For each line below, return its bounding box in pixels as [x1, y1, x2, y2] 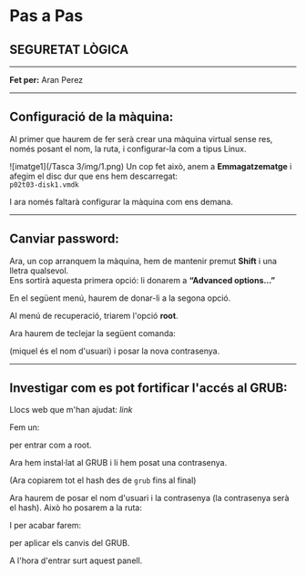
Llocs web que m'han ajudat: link [9, 405, 133, 416]
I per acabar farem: [9, 520, 82, 531]
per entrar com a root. [9, 439, 93, 451]
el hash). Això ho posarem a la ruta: [9, 502, 143, 513]
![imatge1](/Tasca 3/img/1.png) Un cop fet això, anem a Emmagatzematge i [9, 160, 292, 171]
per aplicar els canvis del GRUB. [9, 538, 130, 549]
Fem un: [9, 422, 40, 433]
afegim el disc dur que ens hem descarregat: [9, 170, 178, 181]
